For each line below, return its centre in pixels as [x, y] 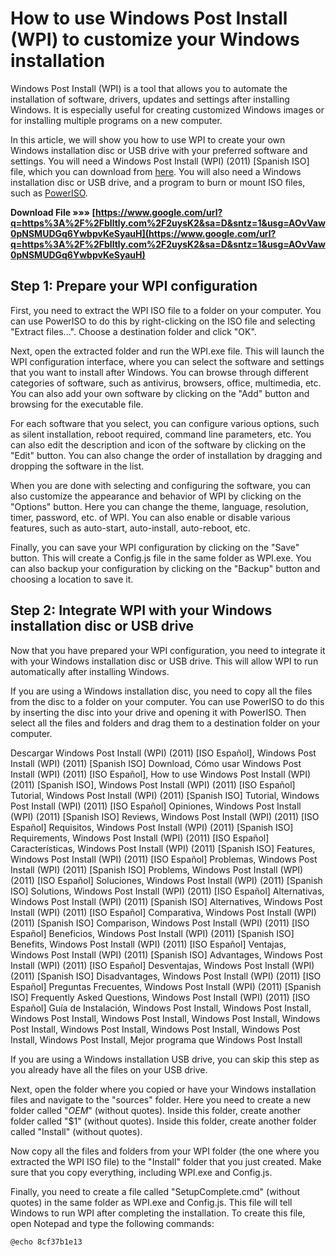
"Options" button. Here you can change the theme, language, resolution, [159, 506]
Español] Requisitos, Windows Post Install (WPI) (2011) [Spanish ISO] [152, 827]
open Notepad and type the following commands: [112, 1223]
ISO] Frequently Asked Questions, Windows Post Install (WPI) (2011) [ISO [160, 997]
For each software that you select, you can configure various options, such [165, 423]
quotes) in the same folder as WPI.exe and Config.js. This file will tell [151, 1202]
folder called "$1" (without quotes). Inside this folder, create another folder [163, 1121]
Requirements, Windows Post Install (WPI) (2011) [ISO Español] [140, 838]
